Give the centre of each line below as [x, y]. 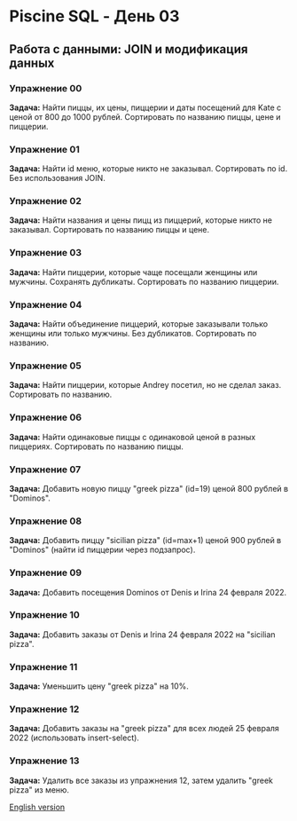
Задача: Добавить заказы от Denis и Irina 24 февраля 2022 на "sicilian [143, 634]
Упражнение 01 [44, 149]
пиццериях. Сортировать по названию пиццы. [97, 446]
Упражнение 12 [44, 709]
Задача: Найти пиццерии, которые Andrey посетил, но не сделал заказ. [145, 385]
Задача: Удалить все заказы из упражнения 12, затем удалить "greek [141, 780]
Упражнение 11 [43, 667]
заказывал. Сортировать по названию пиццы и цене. [109, 230]
